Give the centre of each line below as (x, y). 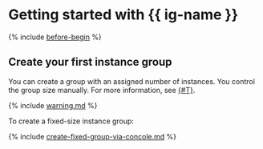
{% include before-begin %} (55, 37)
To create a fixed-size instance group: (71, 121)
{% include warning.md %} (53, 105)
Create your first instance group (90, 62)
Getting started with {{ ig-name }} (123, 15)
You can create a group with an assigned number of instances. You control (131, 81)
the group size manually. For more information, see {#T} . (102, 90)
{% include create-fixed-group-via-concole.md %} (92, 136)
